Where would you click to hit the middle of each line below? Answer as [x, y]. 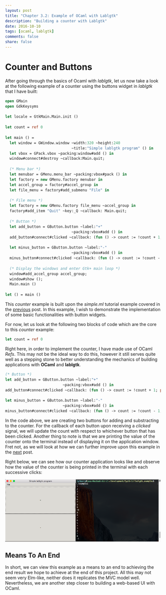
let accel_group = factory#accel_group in [54, 185]
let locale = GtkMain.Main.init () [42, 117]
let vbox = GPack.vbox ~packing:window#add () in [62, 153]
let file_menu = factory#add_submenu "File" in [60, 190]
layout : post [19, 10]
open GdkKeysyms [22, 106]
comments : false [22, 37]
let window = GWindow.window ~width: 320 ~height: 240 [65, 143]
